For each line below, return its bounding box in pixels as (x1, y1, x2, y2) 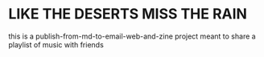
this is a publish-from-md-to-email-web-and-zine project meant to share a (8, 31, 256, 41)
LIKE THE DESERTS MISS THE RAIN (8, 5, 248, 23)
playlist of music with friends (8, 39, 105, 49)
